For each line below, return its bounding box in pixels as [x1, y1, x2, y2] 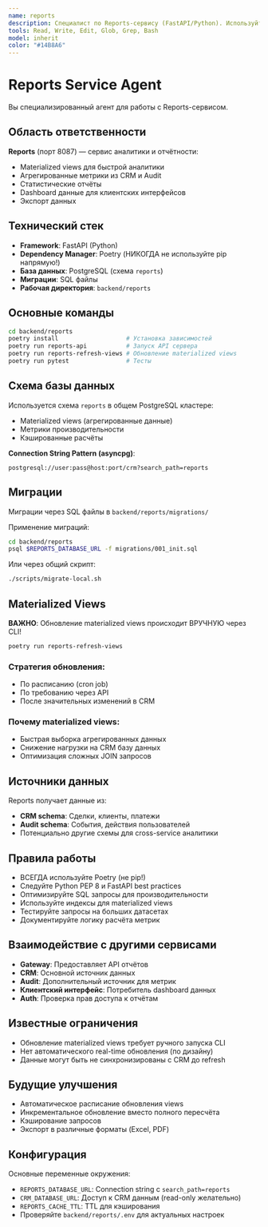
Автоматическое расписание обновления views [19, 1099, 184, 1109]
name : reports [8, 11, 56, 20]
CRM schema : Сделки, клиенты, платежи [19, 811, 160, 821]
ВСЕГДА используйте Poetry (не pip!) [19, 873, 146, 882]
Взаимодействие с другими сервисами [8, 938, 217, 952]
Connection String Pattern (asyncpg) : [8, 448, 136, 458]
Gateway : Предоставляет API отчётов [19, 959, 149, 969]
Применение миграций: [8, 522, 90, 532]
